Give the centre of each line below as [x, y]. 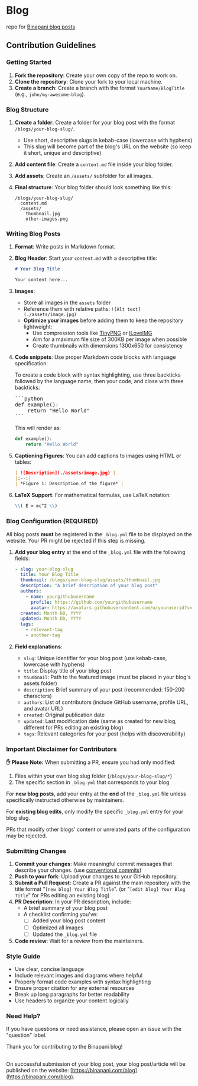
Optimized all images [58, 927]
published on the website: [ [39, 1070]
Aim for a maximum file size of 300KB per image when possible [110, 339]
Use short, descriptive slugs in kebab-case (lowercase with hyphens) [108, 140]
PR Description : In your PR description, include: [73, 902]
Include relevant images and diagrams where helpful [79, 975]
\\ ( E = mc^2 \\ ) [36, 506]
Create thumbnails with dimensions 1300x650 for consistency [108, 345]
